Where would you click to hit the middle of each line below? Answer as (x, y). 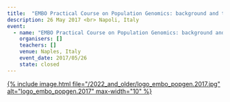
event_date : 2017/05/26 (53, 58)
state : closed (39, 64)
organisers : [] (41, 39)
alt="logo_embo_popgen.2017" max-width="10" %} (80, 91)
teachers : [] (38, 45)
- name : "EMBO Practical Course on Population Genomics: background (113, 33)
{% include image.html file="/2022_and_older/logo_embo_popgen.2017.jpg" (114, 84)
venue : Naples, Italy (50, 52)
